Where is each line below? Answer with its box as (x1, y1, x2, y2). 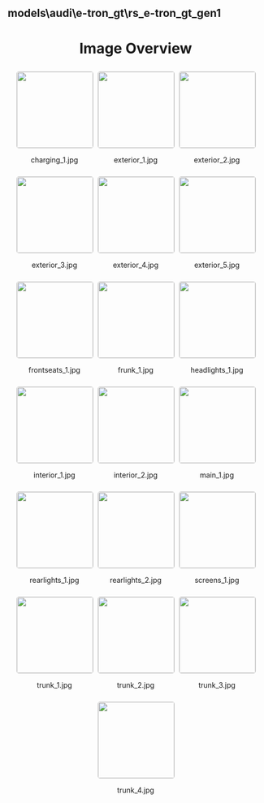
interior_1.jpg (33, 470, 76, 480)
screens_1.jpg (194, 576, 240, 585)
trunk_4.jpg (116, 785, 155, 795)
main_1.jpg (199, 470, 235, 480)
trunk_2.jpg (116, 680, 155, 690)
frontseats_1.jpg (28, 365, 80, 375)
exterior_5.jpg (193, 260, 240, 270)
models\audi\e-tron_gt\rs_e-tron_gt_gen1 (7, 6, 221, 20)
